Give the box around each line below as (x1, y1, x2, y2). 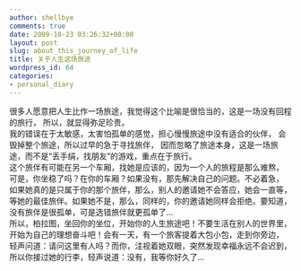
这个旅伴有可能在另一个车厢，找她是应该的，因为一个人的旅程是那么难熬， (9, 162, 284, 172)
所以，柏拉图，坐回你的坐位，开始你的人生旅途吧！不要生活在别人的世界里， (9, 217, 292, 229)
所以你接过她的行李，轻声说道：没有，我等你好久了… (9, 251, 205, 262)
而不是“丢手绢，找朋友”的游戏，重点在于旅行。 (24, 150, 197, 162)
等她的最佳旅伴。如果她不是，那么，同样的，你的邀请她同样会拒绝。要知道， (9, 195, 292, 206)
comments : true (9, 22, 66, 31)
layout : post (9, 38, 58, 48)
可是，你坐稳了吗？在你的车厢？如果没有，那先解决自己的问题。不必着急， (9, 172, 284, 184)
